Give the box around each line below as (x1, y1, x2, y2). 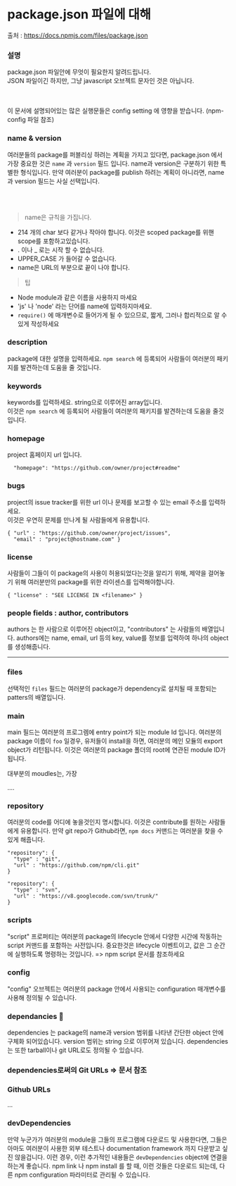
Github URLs (7, 1085, 51, 1094)
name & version (7, 133, 62, 143)
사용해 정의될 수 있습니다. (7, 993, 77, 1001)
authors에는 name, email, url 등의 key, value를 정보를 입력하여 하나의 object (16, 634, 229, 642)
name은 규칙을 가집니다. (24, 213, 92, 221)
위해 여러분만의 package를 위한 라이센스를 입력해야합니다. (14, 578, 175, 586)
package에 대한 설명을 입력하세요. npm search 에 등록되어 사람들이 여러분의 (7, 354, 216, 363)
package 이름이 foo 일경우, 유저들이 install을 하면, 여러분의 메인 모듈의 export (7, 736, 223, 745)
